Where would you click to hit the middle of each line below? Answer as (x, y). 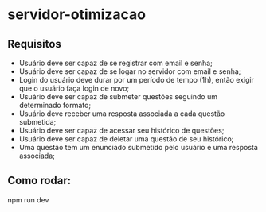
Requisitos (34, 44)
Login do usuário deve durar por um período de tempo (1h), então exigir (136, 80)
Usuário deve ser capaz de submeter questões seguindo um (118, 96)
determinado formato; (55, 105)
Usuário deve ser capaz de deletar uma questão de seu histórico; (126, 139)
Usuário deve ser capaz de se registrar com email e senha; (115, 63)
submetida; (37, 122)
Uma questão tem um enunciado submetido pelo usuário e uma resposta (138, 147)
